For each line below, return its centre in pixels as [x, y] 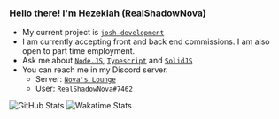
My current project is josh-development [93, 33]
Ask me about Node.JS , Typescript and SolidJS [107, 61]
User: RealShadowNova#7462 [84, 89]
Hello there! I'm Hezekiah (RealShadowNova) [108, 13]
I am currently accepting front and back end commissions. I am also [146, 41]
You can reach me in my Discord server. [95, 70]
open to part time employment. [78, 51]
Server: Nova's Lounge [76, 79]
